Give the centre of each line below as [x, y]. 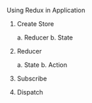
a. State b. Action [42, 65]
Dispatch [30, 92]
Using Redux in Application [46, 10]
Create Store [35, 24]
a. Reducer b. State [45, 37]
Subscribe [32, 78]
